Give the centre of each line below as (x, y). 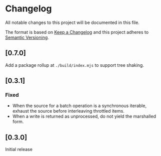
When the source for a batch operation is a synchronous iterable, (79, 106)
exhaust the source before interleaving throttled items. (68, 111)
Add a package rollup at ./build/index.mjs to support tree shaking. (74, 65)
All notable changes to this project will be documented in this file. (72, 22)
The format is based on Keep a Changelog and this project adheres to (77, 32)
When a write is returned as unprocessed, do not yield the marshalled (84, 116)
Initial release (19, 150)
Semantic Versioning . (27, 37)
